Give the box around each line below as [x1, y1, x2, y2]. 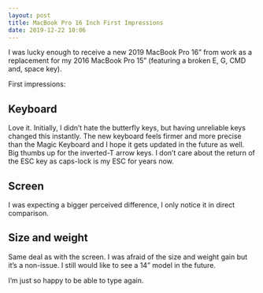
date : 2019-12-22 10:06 [8, 26, 87, 34]
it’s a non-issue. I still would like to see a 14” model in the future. [8, 260, 217, 269]
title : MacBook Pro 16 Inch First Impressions [8, 19, 164, 27]
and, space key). [8, 64, 62, 74]
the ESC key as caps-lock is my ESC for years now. [8, 156, 175, 166]
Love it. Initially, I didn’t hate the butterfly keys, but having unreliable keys [8, 123, 246, 133]
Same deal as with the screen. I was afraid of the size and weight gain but [8, 252, 248, 262]
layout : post [8, 11, 51, 20]
